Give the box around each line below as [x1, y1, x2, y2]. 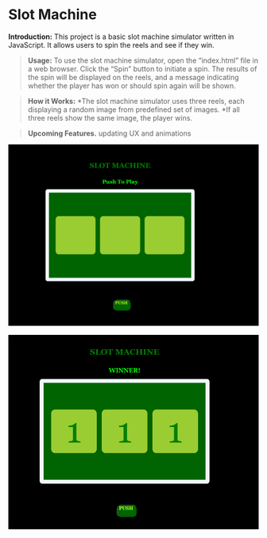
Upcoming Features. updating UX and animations [27, 129, 192, 138]
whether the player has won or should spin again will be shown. [27, 81, 236, 90]
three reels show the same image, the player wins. [27, 113, 193, 122]
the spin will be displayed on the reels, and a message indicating [27, 72, 240, 82]
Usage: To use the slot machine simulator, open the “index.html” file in [27, 56, 259, 65]
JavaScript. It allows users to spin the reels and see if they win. [8, 40, 215, 49]
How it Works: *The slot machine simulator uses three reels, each [27, 96, 245, 106]
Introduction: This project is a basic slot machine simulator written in [8, 32, 234, 41]
